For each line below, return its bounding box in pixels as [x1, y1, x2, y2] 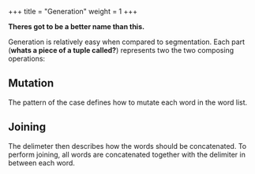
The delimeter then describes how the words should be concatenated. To [8, 141, 247, 150]
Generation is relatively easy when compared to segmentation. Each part [8, 37, 246, 46]
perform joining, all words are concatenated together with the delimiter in [8, 150, 246, 159]
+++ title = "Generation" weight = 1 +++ [8, 7, 138, 16]
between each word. [8, 157, 75, 168]
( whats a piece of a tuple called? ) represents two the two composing [8, 46, 234, 54]
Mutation [8, 76, 54, 90]
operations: [8, 54, 46, 63]
